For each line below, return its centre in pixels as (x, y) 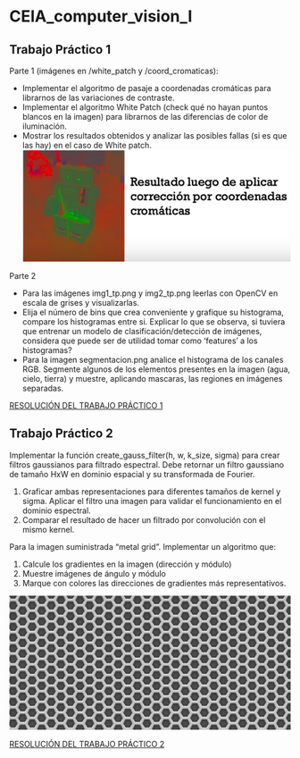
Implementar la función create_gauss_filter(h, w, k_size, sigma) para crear (145, 455)
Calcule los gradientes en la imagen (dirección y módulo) (127, 564)
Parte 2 (23, 276)
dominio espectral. (56, 510)
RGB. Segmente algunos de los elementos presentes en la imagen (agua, (156, 369)
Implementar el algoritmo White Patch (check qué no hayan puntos (145, 107)
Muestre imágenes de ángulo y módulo (94, 573)
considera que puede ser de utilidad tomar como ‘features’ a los (140, 341)
